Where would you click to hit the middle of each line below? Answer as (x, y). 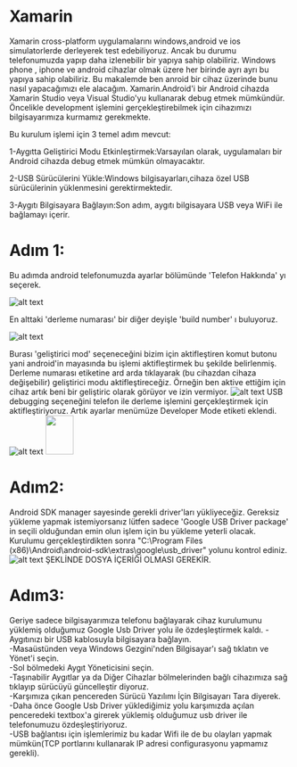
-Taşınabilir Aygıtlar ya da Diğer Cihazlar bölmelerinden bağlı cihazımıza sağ (148, 677)
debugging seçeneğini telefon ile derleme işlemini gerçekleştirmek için (139, 401)
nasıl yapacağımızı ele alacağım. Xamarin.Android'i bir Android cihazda (139, 88)
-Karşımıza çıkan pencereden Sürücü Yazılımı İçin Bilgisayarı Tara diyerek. (145, 696)
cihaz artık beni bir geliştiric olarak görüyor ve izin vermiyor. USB (146, 392)
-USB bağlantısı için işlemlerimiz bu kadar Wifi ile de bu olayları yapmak (140, 734)
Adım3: (37, 596)
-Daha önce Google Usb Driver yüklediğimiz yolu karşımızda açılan (132, 705)
